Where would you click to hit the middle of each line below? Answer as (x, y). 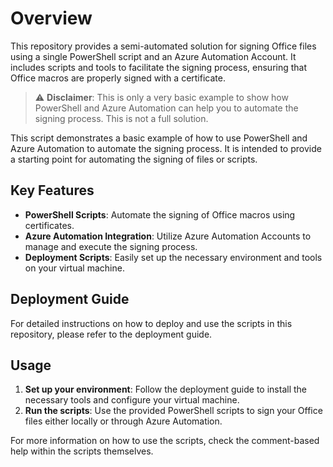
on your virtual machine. (74, 268)
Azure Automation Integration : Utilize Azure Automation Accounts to (168, 236)
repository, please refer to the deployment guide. (111, 334)
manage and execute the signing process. (111, 246)
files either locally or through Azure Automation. (123, 421)
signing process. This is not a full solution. (121, 118)
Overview (51, 18)
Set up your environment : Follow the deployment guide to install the (165, 389)
